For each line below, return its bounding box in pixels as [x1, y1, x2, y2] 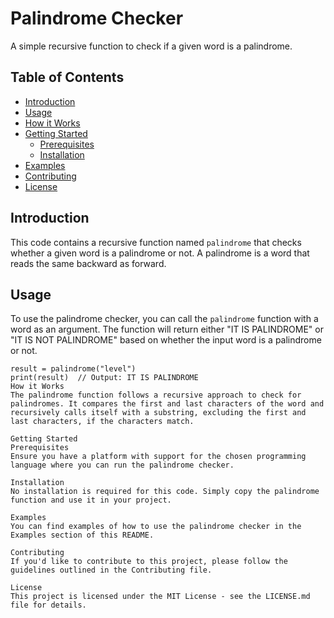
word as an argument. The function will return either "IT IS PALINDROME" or [10, 323, 324, 336]
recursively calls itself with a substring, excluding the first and [10, 408, 307, 418]
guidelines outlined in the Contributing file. [10, 565, 213, 576]
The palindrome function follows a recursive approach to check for [10, 390, 302, 401]
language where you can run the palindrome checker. [10, 460, 235, 471]
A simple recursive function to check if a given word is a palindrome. [10, 40, 293, 52]
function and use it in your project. [10, 495, 172, 506]
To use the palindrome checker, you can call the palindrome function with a [10, 313, 319, 325]
